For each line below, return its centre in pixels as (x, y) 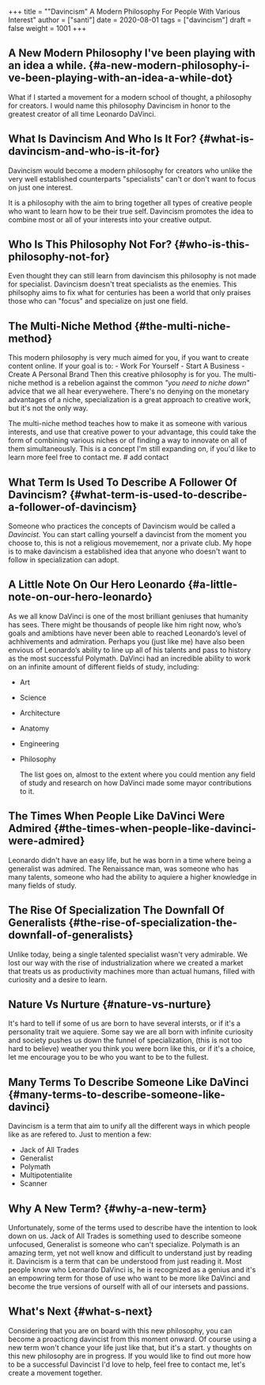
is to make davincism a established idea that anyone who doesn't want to (127, 551)
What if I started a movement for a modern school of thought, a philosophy (130, 97)
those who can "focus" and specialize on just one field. (98, 301)
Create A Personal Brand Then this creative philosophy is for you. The (122, 374)
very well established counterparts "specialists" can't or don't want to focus (132, 178)
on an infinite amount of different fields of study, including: (104, 666)
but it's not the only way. (48, 409)
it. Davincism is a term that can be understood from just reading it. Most (125, 1261)
